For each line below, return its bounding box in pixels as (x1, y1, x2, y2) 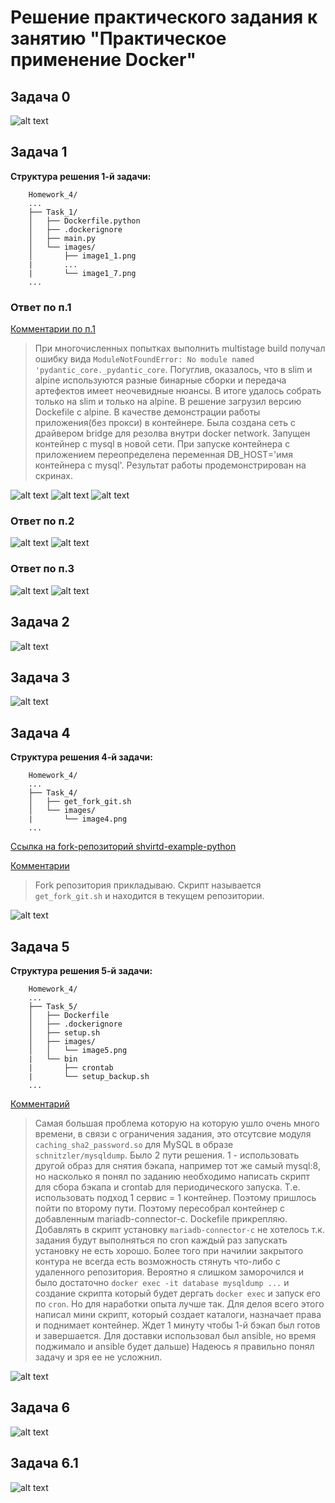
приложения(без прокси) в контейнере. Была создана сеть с (34, 417, 296, 429)
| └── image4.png (28, 814, 128, 825)
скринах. (34, 470, 74, 482)
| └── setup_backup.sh (28, 1071, 150, 1081)
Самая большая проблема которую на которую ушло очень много (34, 1117, 320, 1129)
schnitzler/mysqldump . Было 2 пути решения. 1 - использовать (34, 1149, 300, 1161)
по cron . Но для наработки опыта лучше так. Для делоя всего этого (34, 1297, 325, 1310)
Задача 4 (10, 724, 71, 741)
